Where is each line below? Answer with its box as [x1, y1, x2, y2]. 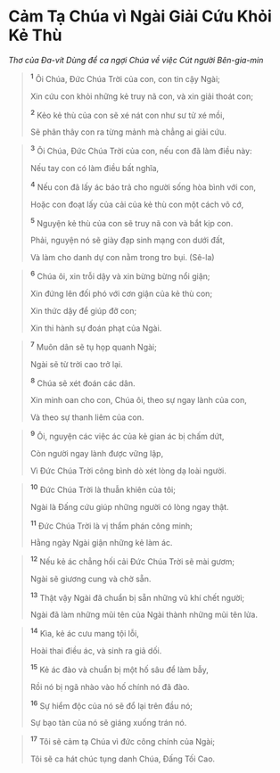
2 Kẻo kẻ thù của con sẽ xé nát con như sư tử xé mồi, [29, 108, 225, 120]
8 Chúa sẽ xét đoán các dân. [29, 376, 136, 389]
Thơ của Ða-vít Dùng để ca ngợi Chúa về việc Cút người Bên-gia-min [8, 54, 264, 65]
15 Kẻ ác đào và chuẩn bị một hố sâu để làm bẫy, [29, 662, 209, 675]
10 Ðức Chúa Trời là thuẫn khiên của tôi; [29, 482, 176, 495]
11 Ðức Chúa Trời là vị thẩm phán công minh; [29, 519, 194, 531]
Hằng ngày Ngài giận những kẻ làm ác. [29, 538, 173, 548]
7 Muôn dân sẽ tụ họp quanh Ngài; [29, 340, 157, 352]
